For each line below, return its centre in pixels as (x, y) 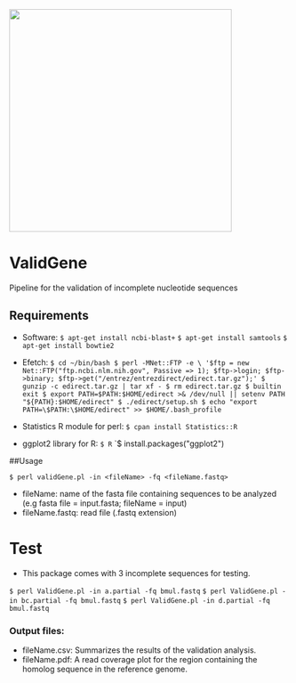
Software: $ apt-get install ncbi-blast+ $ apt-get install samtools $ (154, 337)
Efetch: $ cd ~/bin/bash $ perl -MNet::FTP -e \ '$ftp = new (136, 362)
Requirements (49, 316)
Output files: (37, 630)
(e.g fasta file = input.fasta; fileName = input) (104, 503)
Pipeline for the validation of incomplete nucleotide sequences (124, 288)
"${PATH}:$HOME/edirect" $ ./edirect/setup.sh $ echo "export (140, 402)
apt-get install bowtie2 (68, 346)
